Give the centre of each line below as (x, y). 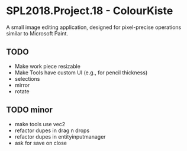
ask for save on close (41, 143)
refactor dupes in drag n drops (52, 130)
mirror (22, 85)
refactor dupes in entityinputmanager (60, 136)
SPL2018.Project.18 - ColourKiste (90, 11)
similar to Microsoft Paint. (37, 33)
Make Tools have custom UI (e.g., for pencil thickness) (81, 73)
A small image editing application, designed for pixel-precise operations (94, 27)
